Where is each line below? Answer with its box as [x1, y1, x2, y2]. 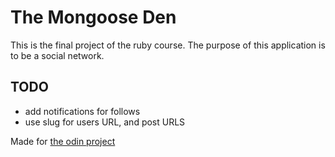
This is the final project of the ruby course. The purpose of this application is [10, 39, 326, 51]
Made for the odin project [10, 135, 116, 147]
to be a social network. [10, 49, 105, 61]
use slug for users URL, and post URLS [24, 116, 186, 128]
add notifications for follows [24, 105, 141, 117]
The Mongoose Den [10, 6, 177, 29]
